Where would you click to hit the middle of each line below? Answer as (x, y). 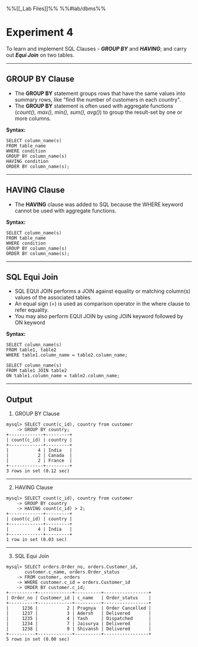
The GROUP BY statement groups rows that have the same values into (100, 93)
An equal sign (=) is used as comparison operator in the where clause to (102, 304)
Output (19, 399)
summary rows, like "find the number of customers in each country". (98, 99)
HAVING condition (27, 161)
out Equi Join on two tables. (40, 55)
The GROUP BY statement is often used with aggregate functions (94, 106)
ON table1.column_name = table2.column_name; (63, 376)
